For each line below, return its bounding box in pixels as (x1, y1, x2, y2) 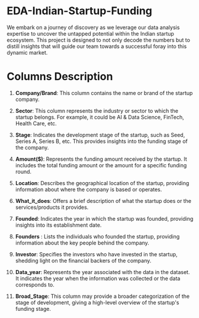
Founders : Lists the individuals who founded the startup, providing (15, 233, 180, 240)
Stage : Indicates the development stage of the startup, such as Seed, (15, 131, 185, 138)
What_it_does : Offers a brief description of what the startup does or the (15, 197, 192, 204)
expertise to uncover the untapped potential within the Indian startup (7, 30, 174, 37)
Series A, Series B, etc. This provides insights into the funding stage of (15, 138, 188, 145)
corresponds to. (15, 281, 55, 288)
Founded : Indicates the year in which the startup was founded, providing (15, 215, 194, 222)
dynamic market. (7, 49, 48, 56)
